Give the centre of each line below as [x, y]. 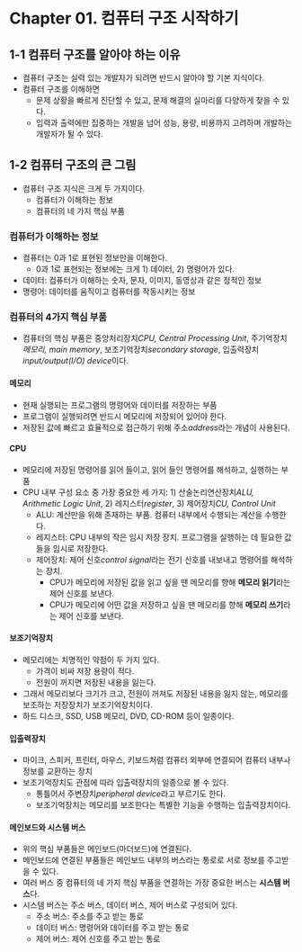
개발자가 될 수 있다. [69, 134]
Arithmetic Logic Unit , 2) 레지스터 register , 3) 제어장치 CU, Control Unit [149, 503]
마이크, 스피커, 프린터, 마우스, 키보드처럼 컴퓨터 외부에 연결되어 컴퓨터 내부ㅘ [156, 760]
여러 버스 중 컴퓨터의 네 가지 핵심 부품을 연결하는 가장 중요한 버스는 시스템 [151, 883]
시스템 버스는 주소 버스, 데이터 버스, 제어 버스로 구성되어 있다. [130, 905]
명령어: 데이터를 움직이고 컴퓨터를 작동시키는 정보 [109, 292]
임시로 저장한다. [80, 548]
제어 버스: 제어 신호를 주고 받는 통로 [98, 939]
